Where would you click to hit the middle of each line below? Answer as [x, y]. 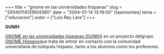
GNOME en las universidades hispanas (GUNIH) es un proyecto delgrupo [80, 36]
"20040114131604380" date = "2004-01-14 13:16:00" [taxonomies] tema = [81, 12]
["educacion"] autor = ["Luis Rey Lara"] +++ [50, 17]
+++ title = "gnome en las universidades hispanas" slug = [64, 7]
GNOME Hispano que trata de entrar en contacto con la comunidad [73, 41]
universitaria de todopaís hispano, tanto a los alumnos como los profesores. [82, 46]
